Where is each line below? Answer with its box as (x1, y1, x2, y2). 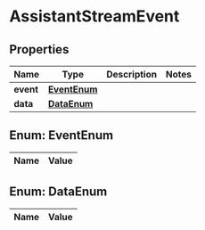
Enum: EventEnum (9, 127, 114, 144)
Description (106, 69, 158, 80)
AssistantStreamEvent (9, 6, 180, 27)
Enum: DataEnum (9, 185, 108, 200)
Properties (9, 42, 70, 57)
